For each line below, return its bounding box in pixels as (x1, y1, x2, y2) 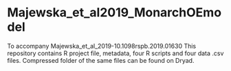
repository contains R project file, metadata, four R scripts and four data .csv (7, 49, 224, 57)
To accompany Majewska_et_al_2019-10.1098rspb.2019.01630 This (7, 42, 197, 50)
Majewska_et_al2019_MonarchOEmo (7, 5, 222, 20)
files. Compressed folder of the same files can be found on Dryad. (7, 56, 195, 64)
